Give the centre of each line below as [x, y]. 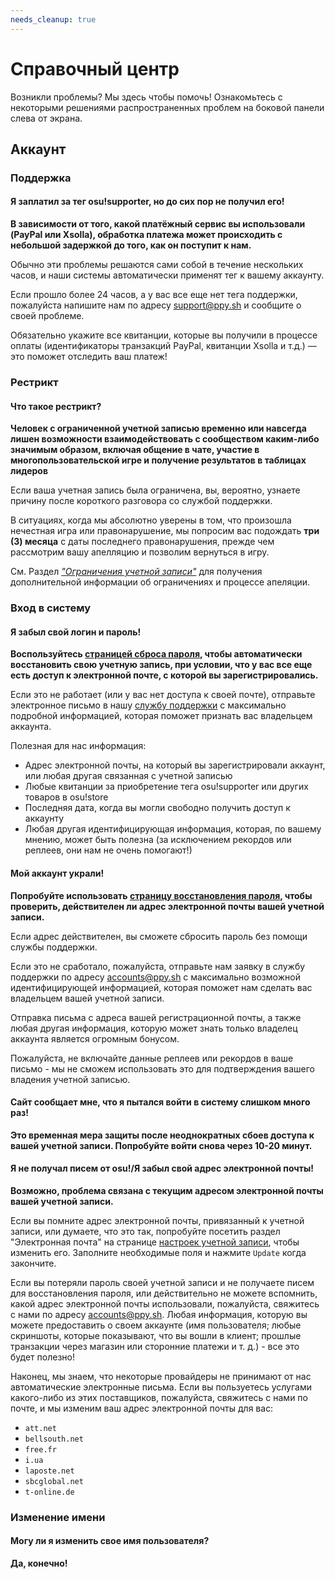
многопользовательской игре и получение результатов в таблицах [158, 460]
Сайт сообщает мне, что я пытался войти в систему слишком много [160, 1102]
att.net [40, 1428]
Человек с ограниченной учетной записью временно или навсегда [158, 428]
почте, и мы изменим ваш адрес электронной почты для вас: [142, 1408]
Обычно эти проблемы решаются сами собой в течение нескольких [157, 265]
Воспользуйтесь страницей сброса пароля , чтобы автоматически [156, 654]
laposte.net [49, 1471]
